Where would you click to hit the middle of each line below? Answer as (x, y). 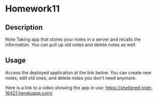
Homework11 (32, 9)
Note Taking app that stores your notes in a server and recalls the (73, 39)
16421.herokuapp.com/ (29, 93)
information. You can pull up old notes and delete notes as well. (71, 45)
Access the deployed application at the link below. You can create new (78, 72)
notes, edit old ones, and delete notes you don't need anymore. (71, 78)
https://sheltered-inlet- (129, 87)
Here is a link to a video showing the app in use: (55, 87)
